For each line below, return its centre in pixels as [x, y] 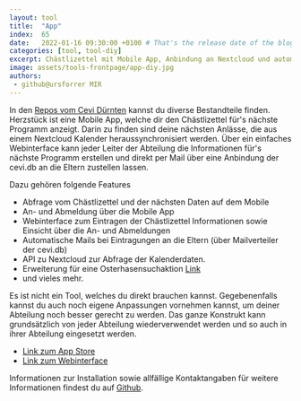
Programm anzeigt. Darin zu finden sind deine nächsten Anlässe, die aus [143, 129]
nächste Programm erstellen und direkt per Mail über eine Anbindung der [144, 157]
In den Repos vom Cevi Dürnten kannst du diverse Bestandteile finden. [140, 109]
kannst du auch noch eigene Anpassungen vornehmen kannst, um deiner [145, 305]
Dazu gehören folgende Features [70, 184]
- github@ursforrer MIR [57, 84]
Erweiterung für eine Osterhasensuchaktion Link [112, 268]
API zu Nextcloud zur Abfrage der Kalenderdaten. [114, 259]
